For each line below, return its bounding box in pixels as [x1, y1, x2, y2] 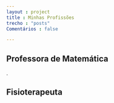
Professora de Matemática [6, 53, 109, 64]
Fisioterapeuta [6, 87, 62, 98]
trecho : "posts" [6, 20, 50, 26]
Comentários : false [6, 25, 59, 32]
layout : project [6, 8, 50, 15]
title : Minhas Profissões [6, 15, 75, 21]
